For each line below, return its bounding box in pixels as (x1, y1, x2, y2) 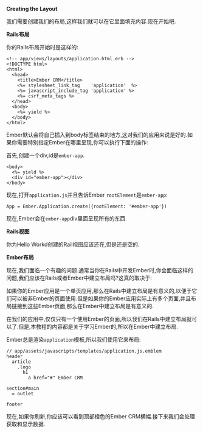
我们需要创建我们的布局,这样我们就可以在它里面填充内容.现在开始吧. (6, 18, 176, 25)
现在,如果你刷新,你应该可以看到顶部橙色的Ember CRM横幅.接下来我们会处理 (6, 413, 196, 420)
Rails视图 (6, 228, 30, 235)
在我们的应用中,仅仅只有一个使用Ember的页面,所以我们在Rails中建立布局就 (6, 315, 192, 322)
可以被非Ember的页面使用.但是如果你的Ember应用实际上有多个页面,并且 (11, 295, 191, 302)
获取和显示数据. (6, 420, 46, 428)
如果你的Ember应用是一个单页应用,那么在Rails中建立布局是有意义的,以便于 (6, 287, 192, 294)
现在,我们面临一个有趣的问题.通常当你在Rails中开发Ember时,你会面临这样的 (6, 267, 193, 273)
